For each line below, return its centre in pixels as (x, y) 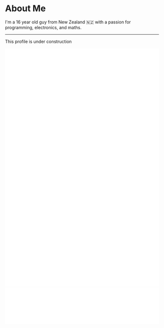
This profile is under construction (39, 41)
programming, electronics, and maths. (43, 27)
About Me (25, 9)
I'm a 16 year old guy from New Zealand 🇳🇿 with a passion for (68, 22)
